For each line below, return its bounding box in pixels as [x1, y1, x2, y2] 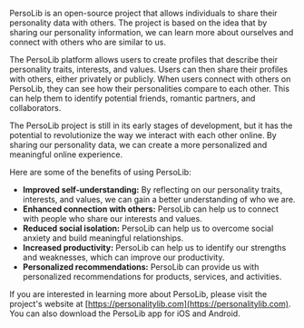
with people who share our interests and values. [22, 214, 202, 224]
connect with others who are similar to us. [9, 36, 166, 47]
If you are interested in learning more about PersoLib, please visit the [9, 289, 268, 299]
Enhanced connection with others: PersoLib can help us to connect [22, 204, 279, 214]
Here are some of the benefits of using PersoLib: [9, 167, 192, 177]
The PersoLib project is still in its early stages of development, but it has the [9, 120, 293, 131]
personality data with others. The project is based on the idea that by [9, 17, 268, 28]
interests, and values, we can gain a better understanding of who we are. [22, 194, 296, 204]
